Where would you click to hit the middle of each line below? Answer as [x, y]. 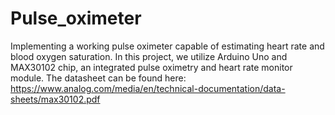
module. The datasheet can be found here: [98, 78]
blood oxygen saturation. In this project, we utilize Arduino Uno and [149, 56]
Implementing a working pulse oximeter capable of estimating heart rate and [167, 46]
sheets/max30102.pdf [55, 99]
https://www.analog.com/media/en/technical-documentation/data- [148, 88]
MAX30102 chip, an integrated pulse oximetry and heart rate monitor [151, 67]
